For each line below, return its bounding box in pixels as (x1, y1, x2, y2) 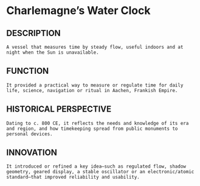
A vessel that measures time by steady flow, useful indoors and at (6, 44, 184, 50)
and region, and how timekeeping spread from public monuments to (6, 126, 178, 132)
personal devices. (6, 131, 53, 137)
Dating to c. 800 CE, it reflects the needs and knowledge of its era (6, 120, 189, 126)
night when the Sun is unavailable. (6, 49, 99, 55)
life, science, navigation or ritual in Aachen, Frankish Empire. (6, 87, 178, 93)
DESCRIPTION (6, 28, 61, 38)
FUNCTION (6, 66, 49, 76)
